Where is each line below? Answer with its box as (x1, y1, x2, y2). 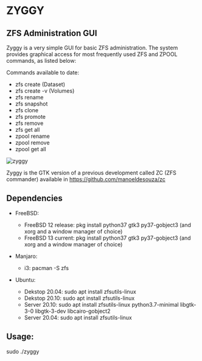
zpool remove (15, 139, 50, 146)
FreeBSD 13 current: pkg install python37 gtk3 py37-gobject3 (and (24, 234, 191, 241)
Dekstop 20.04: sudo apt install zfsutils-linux (24, 288, 137, 295)
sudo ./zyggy (6, 348, 40, 355)
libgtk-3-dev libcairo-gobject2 (35, 307, 111, 315)
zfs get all (15, 126, 40, 133)
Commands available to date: (6, 69, 80, 76)
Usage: (6, 332, 35, 342)
